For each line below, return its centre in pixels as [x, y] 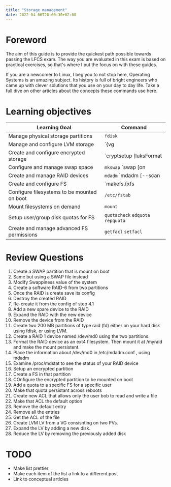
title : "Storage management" [37, 10]
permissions [23, 235]
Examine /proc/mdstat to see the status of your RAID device [76, 363]
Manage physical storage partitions [50, 136]
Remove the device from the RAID [48, 320]
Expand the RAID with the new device [52, 315]
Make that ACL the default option [48, 401]
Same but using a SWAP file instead [50, 277]
